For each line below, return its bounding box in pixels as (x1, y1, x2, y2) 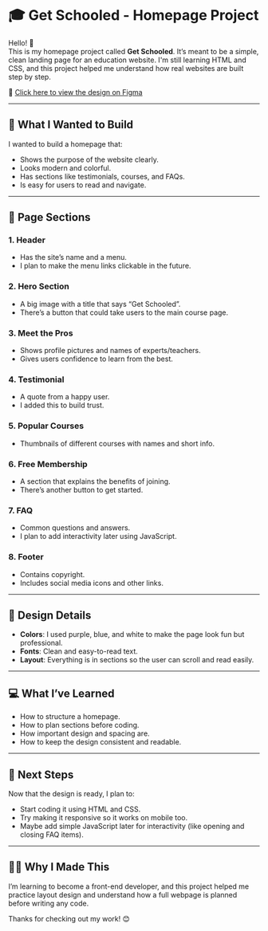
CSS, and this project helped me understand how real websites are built (8, 63, 244, 73)
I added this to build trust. (19, 400, 104, 411)
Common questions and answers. (19, 523, 131, 532)
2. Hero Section (8, 281, 70, 292)
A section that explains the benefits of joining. (19, 476, 171, 486)
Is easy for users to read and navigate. (19, 180, 147, 190)
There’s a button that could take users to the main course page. (19, 308, 229, 317)
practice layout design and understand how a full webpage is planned (8, 890, 238, 899)
